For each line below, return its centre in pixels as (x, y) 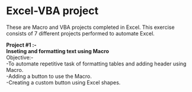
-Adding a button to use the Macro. (49, 76)
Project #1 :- (21, 45)
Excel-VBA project (52, 11)
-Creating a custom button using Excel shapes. (63, 82)
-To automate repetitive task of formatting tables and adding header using (96, 64)
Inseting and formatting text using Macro (58, 51)
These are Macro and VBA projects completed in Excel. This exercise (90, 27)
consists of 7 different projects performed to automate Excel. (81, 33)
